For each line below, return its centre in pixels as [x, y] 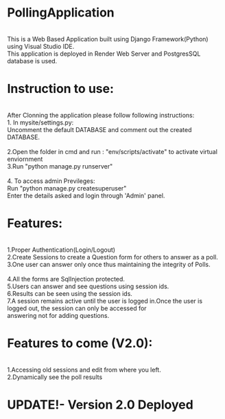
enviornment [25, 159]
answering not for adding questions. [58, 315]
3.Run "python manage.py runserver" [60, 166]
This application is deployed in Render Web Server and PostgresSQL [104, 54]
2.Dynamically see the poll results [55, 377]
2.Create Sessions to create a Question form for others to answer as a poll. [113, 257]
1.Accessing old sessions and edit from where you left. [84, 369]
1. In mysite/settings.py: [40, 122]
